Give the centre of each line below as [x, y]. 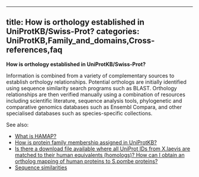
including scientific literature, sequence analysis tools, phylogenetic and [94, 100]
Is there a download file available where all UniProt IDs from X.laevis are [102, 149]
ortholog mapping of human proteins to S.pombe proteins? [86, 161]
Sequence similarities [41, 167]
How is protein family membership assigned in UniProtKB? [86, 142]
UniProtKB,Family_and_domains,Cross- [81, 41]
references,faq [34, 50]
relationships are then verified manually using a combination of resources [96, 94]
